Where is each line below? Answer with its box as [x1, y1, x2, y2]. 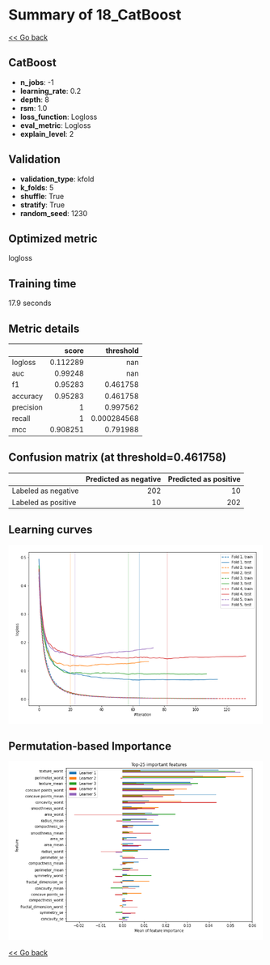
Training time [8, 277, 77, 291]
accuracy [11, 391, 43, 401]
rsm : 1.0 [19, 103, 48, 113]
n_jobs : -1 [19, 77, 54, 87]
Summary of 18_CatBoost [8, 6, 182, 24]
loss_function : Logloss [19, 112, 98, 121]
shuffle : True [19, 191, 65, 201]
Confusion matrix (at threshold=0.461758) [8, 451, 226, 465]
